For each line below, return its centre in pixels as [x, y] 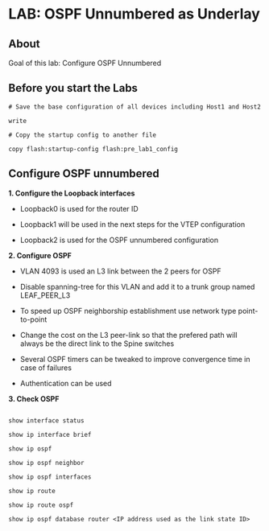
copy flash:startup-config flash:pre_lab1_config [93, 149]
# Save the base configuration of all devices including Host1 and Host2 [135, 107]
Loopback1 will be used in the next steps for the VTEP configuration [132, 224]
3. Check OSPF [34, 398]
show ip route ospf [41, 505]
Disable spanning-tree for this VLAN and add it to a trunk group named [137, 286]
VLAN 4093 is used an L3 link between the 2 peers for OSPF [120, 271]
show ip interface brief [50, 434]
